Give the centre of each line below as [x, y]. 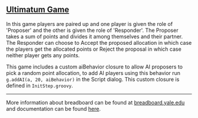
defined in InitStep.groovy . [40, 86]
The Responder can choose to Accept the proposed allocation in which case [99, 42]
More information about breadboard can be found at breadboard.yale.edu [95, 102]
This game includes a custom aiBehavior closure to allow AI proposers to [94, 67]
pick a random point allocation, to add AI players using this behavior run [93, 73]
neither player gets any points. [43, 55]
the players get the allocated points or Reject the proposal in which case [94, 49]
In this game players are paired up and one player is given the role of [89, 24]
